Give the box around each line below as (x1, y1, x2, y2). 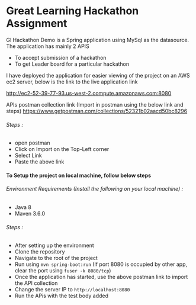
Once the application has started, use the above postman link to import (14, 274, 188, 281)
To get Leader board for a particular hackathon (14, 60, 130, 68)
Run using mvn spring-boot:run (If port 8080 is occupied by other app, (14, 261, 188, 268)
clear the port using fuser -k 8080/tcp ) (14, 267, 111, 274)
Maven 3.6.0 (14, 210, 46, 217)
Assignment (6, 17, 68, 30)
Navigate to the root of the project (14, 255, 98, 262)
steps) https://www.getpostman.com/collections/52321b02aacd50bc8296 (6, 107, 188, 114)
